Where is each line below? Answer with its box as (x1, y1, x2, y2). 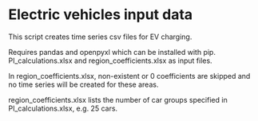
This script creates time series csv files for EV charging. (8, 32, 193, 41)
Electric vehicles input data (8, 6, 193, 24)
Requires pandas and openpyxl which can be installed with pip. (8, 47, 216, 57)
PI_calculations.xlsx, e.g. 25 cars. (8, 103, 118, 113)
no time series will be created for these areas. (8, 80, 159, 89)
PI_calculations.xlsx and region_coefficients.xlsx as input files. (8, 56, 213, 65)
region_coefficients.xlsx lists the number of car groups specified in (8, 95, 228, 104)
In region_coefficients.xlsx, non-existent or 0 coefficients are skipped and (8, 71, 251, 80)
